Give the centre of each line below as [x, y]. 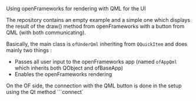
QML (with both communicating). [46, 32]
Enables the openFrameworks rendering [63, 74]
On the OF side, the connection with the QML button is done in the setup [94, 86]
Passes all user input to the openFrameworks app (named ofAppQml [96, 62]
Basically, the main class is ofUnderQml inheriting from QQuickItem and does [97, 44]
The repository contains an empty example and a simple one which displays [98, 20]
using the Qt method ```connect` [45, 92]
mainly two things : [29, 50]
